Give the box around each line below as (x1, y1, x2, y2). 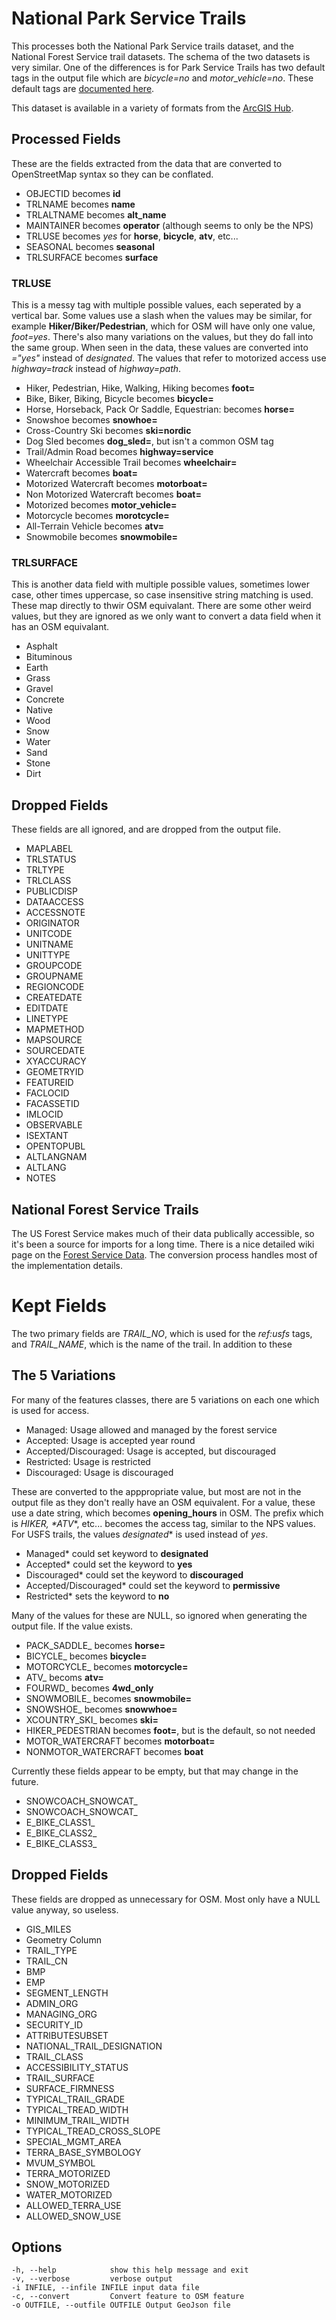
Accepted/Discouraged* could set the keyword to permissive (25, 1579, 281, 1591)
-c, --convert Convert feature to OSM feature (11, 2292, 245, 2302)
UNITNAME (25, 938, 74, 951)
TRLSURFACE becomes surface (25, 251, 159, 263)
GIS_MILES (25, 1923, 72, 1935)
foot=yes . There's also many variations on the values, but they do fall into (11, 331, 314, 343)
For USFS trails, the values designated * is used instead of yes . (11, 1528, 269, 1540)
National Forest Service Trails (11, 1201, 199, 1218)
